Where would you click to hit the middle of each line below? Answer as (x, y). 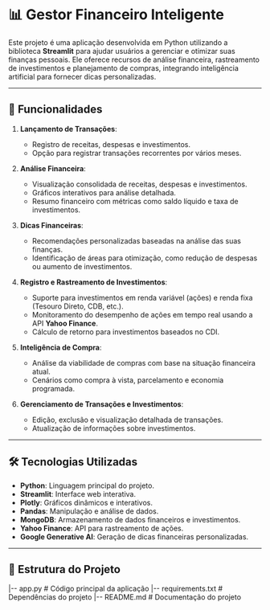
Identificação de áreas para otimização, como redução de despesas (145, 258)
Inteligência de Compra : (61, 347)
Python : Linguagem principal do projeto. (87, 485)
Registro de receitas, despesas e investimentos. (111, 144)
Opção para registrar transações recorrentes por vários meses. (137, 153)
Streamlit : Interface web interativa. (78, 493)
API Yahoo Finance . (65, 323)
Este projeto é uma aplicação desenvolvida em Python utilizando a (118, 42)
